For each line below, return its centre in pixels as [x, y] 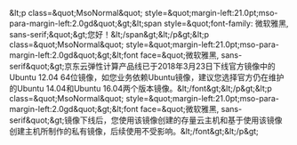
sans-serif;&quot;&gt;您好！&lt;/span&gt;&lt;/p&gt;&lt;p [109, 34]
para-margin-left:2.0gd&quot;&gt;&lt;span [86, 23]
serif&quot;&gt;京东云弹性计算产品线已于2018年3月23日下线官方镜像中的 [142, 66]
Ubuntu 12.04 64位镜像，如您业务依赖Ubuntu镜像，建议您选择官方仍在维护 [147, 77]
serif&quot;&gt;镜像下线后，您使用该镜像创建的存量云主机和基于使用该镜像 [146, 120]
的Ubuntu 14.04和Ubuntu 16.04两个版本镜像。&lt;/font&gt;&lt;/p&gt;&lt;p [141, 89]
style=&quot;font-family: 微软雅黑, [226, 23]
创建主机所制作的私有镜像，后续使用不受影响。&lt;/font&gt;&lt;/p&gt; [134, 131]
